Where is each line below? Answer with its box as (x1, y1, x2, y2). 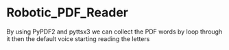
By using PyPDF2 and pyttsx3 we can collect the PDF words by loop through (6, 27, 223, 36)
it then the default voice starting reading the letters (6, 34, 150, 42)
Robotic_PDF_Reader (6, 5, 128, 21)
